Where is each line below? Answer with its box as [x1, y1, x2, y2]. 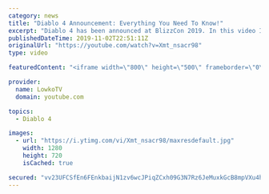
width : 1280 [22, 144, 62, 152]
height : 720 [22, 152, 62, 160]
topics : [8, 107, 34, 115]
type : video [8, 49, 48, 57]
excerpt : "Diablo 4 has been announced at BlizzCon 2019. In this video [8, 26, 256, 34]
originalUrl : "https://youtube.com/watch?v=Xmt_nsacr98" [8, 42, 203, 50]
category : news [8, 11, 59, 20]
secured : [8, 173, 38, 181]
